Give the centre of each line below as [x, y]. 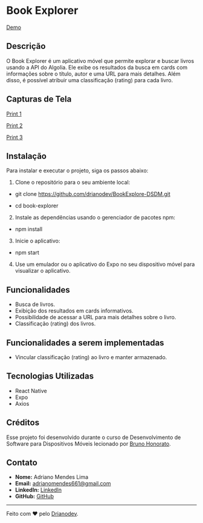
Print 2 [14, 125]
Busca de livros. [35, 304]
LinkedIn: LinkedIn [38, 490]
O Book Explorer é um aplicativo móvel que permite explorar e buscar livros [100, 60]
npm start [27, 253]
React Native [31, 391]
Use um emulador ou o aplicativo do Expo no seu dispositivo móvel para [105, 264]
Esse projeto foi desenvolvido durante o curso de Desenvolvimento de [94, 437]
